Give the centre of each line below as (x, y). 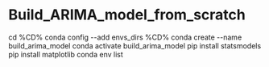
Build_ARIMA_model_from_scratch (127, 15)
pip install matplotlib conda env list (66, 54)
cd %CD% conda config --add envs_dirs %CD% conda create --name (125, 37)
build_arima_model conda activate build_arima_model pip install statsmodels (135, 45)
